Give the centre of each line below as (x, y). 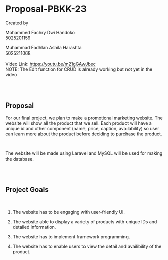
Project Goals (27, 190)
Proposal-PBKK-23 (46, 9)
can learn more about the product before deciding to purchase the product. (84, 134)
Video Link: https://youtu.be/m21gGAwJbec (51, 64)
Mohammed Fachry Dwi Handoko (40, 32)
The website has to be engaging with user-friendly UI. (69, 212)
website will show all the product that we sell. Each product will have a (78, 123)
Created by (17, 23)
